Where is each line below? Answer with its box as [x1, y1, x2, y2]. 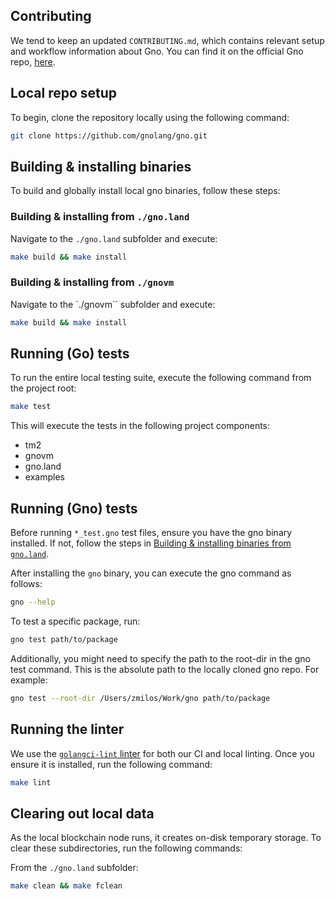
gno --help [10, 597, 56, 608]
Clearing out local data [10, 805, 155, 822]
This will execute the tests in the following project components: [10, 420, 271, 432]
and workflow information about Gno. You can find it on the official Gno [10, 45, 304, 57]
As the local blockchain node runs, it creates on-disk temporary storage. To [10, 832, 322, 844]
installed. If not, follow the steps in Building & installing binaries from [10, 537, 292, 549]
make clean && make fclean [10, 881, 123, 891]
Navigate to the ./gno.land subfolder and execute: [10, 232, 218, 244]
